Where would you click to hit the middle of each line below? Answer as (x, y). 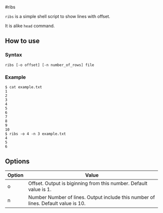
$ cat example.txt (24, 87)
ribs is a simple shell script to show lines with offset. (58, 16)
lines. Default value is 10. (57, 203)
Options (17, 161)
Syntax (14, 55)
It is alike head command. (30, 26)
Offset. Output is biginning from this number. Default (88, 183)
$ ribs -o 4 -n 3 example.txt (36, 134)
